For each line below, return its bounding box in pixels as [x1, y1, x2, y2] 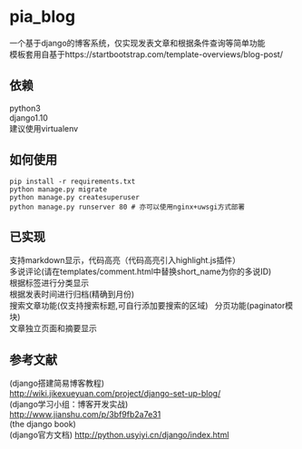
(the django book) [9, 419, 77, 430]
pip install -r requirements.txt [9, 177, 136, 186]
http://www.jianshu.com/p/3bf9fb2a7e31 [9, 409, 161, 420]
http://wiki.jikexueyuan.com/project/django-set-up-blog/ [9, 388, 221, 399]
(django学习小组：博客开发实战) [9, 399, 129, 410]
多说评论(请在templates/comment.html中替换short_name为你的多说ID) [9, 266, 272, 278]
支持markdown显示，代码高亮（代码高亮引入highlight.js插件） [9, 255, 240, 266]
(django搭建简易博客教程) [9, 378, 105, 389]
